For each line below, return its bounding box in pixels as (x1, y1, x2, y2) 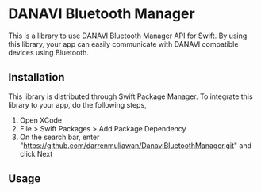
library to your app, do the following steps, (8, 100, 147, 109)
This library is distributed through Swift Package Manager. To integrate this (8, 92, 253, 101)
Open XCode (19, 115, 62, 125)
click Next (19, 149, 53, 158)
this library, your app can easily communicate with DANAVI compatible (8, 39, 239, 48)
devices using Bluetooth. (8, 47, 90, 57)
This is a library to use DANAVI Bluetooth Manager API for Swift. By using (8, 31, 248, 40)
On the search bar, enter (19, 132, 100, 142)
